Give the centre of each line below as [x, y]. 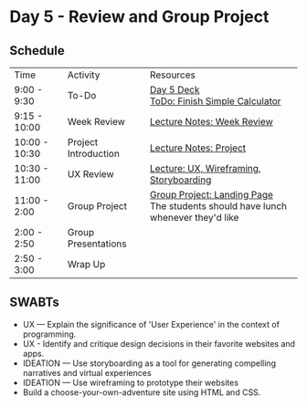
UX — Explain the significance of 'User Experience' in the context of [151, 324]
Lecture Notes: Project [198, 148]
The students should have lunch [218, 206]
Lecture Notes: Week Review [212, 122]
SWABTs [34, 303]
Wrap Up [86, 264]
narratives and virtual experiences [87, 372]
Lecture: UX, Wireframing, [206, 168]
